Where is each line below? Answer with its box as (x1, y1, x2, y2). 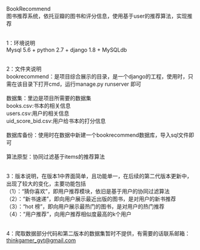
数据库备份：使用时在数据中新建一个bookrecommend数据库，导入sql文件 (6, 131, 189, 139)
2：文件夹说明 (6, 65, 42, 72)
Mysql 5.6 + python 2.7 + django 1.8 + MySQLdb (6, 46, 127, 54)
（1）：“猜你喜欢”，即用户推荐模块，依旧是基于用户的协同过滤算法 (6, 188, 170, 195)
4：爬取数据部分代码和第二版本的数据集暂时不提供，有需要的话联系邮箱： (6, 230, 191, 237)
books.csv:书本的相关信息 (6, 102, 71, 109)
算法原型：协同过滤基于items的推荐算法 (6, 153, 105, 160)
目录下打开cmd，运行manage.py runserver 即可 (22, 80, 141, 88)
